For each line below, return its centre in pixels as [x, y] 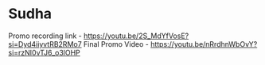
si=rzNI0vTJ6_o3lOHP [45, 52]
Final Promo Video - [116, 44]
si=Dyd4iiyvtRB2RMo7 [45, 44]
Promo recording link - [45, 36]
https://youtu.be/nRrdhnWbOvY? [204, 44]
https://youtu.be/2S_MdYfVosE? [136, 36]
